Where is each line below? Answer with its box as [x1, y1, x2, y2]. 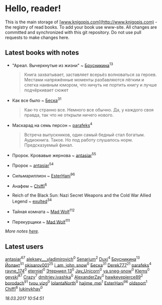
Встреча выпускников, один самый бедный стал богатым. [24, 132, 145, 138]
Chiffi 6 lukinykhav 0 [5, 285, 43, 292]
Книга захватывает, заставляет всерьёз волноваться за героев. [24, 72, 157, 78]
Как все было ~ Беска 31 [12, 97, 62, 104]
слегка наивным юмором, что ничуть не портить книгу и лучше [24, 82, 157, 88]
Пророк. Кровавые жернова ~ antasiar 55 [12, 151, 96, 158]
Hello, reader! [5, 3, 62, 14]
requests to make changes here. [5, 35, 69, 40]
